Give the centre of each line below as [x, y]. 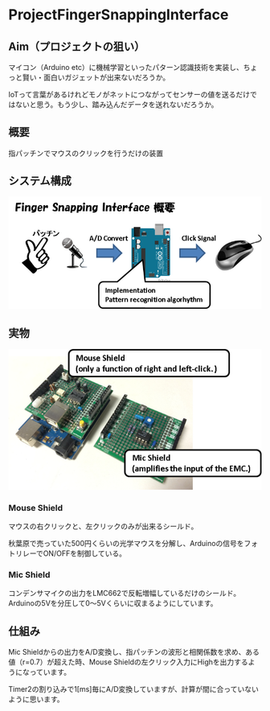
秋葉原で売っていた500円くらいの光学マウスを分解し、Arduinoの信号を [126, 543]
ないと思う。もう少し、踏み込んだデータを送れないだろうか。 [117, 105]
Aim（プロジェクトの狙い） [77, 46]
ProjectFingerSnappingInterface [119, 15]
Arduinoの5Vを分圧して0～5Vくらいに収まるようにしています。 [113, 603]
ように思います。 [36, 699]
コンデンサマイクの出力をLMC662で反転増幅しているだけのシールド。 [125, 594]
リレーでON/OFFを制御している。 [71, 553]
